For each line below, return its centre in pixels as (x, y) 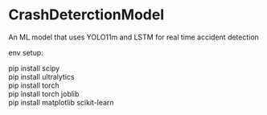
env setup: (26, 52)
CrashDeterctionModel (86, 15)
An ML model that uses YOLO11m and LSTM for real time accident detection (134, 37)
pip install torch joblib (44, 93)
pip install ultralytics (41, 76)
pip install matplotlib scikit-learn (61, 102)
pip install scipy (34, 68)
